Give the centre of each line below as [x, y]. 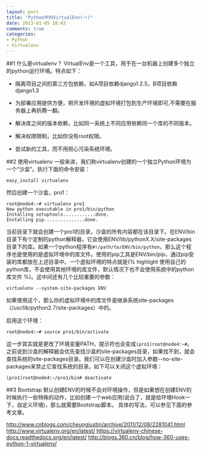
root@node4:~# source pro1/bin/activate [58, 332]
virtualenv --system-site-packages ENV [56, 288]
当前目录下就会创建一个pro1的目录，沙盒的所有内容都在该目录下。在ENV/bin [101, 231]
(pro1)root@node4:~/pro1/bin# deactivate [59, 378]
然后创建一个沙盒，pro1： [38, 192]
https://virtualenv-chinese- [130, 431]
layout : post [23, 12]
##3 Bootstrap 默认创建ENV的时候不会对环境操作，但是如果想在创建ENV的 [99, 390]
